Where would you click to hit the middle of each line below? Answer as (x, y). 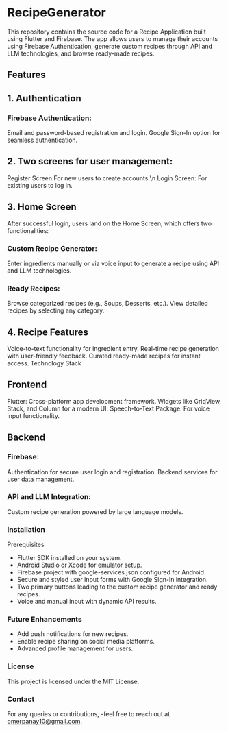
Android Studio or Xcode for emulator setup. (79, 565)
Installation (26, 529)
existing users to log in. (40, 185)
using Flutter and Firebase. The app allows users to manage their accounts (113, 38)
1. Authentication (45, 98)
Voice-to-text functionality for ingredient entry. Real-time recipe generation (113, 349)
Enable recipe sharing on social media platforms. (86, 642)
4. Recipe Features (48, 332)
